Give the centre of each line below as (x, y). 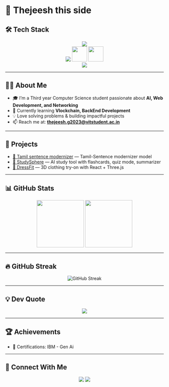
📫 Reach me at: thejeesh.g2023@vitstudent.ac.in (66, 122)
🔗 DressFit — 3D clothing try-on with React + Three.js (68, 167)
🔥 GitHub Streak (31, 266)
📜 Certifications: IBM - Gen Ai (43, 347)
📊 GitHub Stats (30, 188)
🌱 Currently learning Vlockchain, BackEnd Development (71, 110)
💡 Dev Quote (25, 299)
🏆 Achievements (33, 332)
